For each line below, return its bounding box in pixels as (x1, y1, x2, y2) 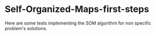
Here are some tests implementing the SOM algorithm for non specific (5, 20, 151, 26)
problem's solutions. (5, 25, 48, 31)
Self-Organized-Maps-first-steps (5, 3, 149, 15)
